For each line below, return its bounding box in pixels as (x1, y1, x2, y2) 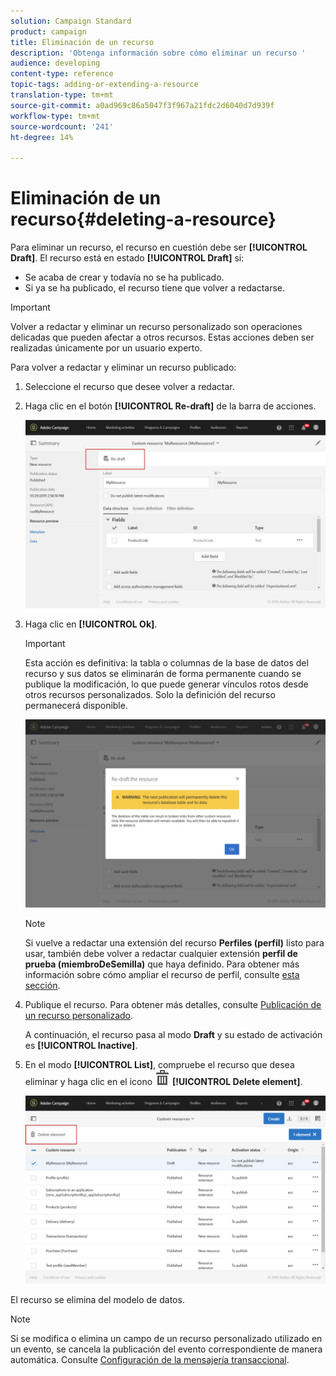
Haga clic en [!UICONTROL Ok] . (24, 618, 158, 630)
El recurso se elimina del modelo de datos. (10, 1294, 185, 1306)
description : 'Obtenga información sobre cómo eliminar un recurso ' (10, 48, 307, 58)
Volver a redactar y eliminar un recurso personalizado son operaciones (10, 321, 303, 333)
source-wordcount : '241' (10, 121, 114, 132)
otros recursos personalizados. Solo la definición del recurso (24, 689, 276, 701)
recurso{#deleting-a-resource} (10, 208, 277, 231)
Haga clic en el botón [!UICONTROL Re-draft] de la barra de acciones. (24, 400, 317, 412)
